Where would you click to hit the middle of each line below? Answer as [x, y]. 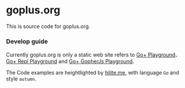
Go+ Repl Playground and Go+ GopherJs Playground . [70, 61]
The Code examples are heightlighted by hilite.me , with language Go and [92, 73]
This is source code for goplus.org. [48, 26]
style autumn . [21, 79]
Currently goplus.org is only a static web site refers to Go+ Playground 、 [93, 55]
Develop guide [27, 41]
